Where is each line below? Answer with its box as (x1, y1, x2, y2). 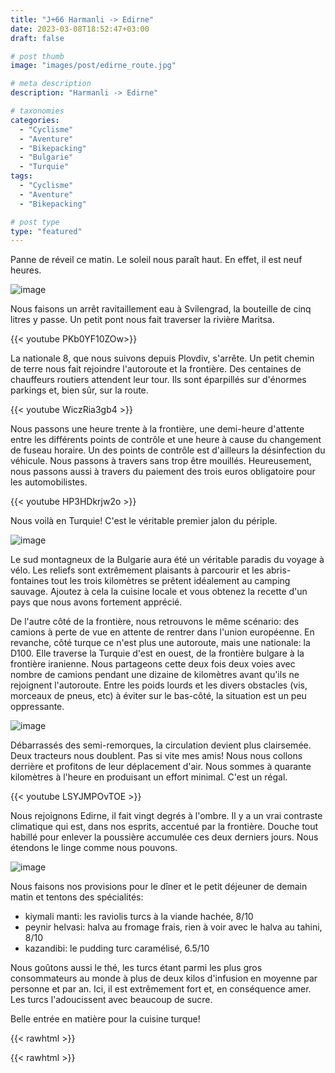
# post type (10, 217, 60, 227)
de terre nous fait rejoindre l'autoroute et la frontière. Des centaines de (10, 363, 302, 375)
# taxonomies (10, 106, 65, 116)
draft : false (10, 33, 65, 43)
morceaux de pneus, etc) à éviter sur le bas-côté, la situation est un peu (10, 690, 307, 702)
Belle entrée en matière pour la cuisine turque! (10, 1013, 201, 1025)
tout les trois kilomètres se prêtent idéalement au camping (51, 575, 291, 587)
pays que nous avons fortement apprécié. (10, 596, 183, 608)
